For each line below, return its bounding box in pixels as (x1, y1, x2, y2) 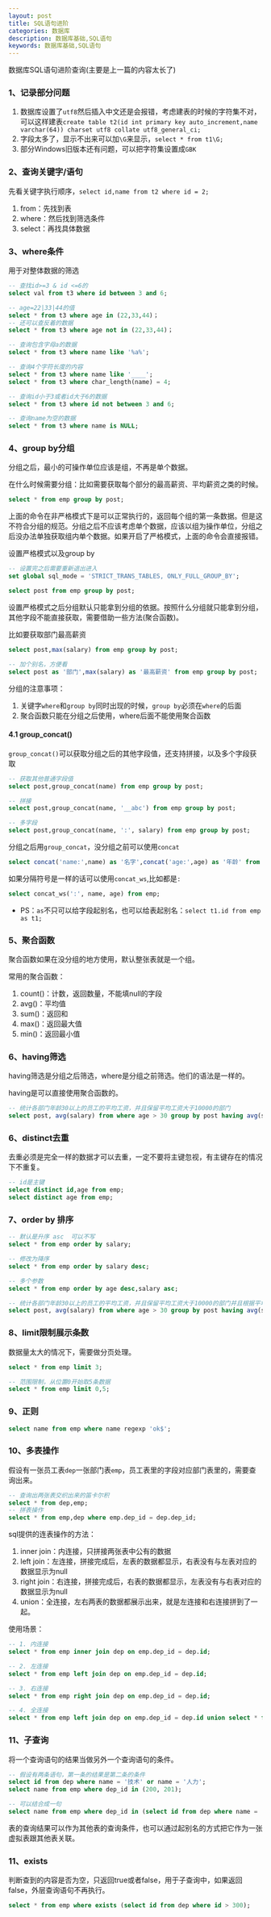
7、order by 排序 (8, 1213, 74, 1225)
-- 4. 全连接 (8, 1706, 48, 1714)
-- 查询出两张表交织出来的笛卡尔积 (8, 1491, 110, 1499)
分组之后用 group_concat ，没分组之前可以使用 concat (8, 842, 180, 852)
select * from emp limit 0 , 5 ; (8, 1385, 110, 1393)
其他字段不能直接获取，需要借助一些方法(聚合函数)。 (8, 612, 184, 622)
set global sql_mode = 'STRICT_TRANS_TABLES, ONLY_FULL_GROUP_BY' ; (8, 572, 240, 581)
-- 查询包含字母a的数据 (8, 340, 77, 349)
